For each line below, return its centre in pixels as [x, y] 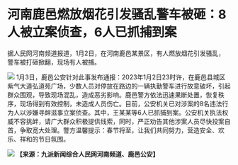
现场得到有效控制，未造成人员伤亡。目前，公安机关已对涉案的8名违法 [121, 103]
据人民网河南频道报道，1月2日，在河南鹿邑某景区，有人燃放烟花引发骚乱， [116, 53]
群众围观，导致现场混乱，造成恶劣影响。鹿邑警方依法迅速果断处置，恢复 [113, 95]
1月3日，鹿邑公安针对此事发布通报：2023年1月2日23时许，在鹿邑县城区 [121, 77]
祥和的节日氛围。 [44, 139]
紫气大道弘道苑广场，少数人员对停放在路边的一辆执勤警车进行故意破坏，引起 [119, 86]
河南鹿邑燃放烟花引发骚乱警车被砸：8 [117, 15]
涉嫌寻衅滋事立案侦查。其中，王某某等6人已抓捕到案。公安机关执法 [124, 112]
